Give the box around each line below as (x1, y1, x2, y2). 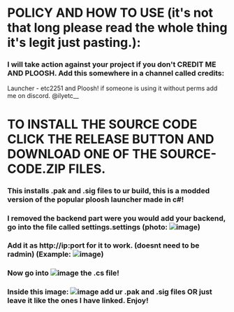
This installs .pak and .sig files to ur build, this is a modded (7, 185, 210, 195)
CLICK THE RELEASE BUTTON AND (7, 131, 214, 147)
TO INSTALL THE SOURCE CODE (7, 116, 198, 132)
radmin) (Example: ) (7, 250, 104, 260)
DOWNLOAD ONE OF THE (7, 146, 157, 162)
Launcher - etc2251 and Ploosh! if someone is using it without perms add (7, 84, 218, 92)
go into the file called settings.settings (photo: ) (7, 222, 200, 232)
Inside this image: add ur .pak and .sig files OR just (7, 287, 213, 297)
